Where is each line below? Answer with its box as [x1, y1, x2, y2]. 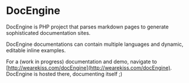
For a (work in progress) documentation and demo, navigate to [6, 58, 157, 65]
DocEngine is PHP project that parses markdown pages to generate [6, 23, 169, 30]
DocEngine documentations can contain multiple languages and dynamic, [6, 41, 184, 48]
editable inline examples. [6, 46, 66, 53]
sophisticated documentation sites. [6, 29, 91, 36]
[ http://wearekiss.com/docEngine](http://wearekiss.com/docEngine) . [6, 64, 172, 71]
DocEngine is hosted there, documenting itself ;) [6, 70, 123, 77]
